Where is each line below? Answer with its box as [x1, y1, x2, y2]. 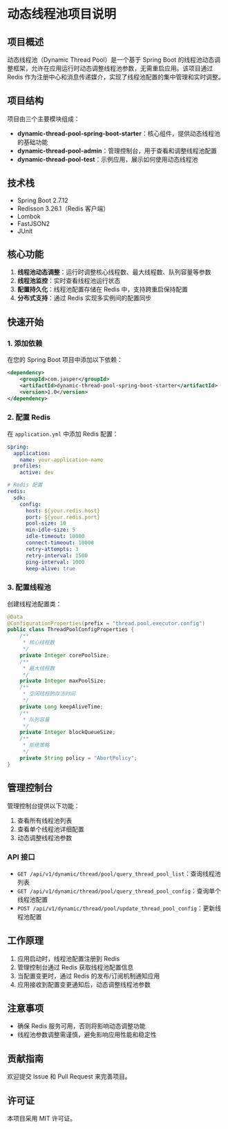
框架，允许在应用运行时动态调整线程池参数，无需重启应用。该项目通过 [12, 64, 213, 73]
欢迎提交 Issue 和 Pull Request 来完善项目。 [7, 1072, 131, 1081]
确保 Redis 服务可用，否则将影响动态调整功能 [17, 1022, 146, 1030]
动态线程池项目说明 [7, 6, 117, 22]
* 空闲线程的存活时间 [22, 691, 76, 697]
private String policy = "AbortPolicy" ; [19, 754, 137, 762]
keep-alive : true [25, 565, 76, 572]
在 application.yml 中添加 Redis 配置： [7, 430, 119, 438]
